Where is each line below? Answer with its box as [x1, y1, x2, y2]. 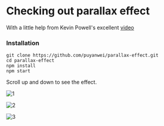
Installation [6, 39, 40, 47]
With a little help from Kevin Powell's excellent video [6, 24, 134, 31]
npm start [6, 68, 31, 74]
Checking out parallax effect [6, 4, 150, 18]
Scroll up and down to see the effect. [6, 79, 97, 86]
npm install [6, 63, 36, 69]
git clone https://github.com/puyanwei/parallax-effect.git [6, 53, 159, 59]
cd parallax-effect [6, 58, 55, 64]
